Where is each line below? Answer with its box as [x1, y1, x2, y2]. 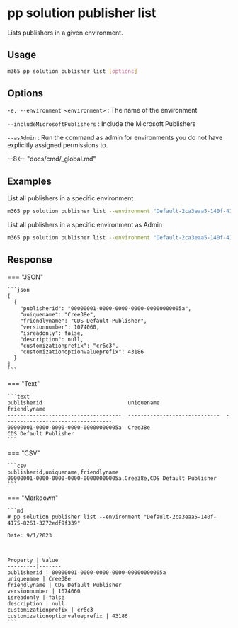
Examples [7, 175, 52, 187]
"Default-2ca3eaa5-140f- [143, 513, 217, 520]
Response [7, 253, 53, 266]
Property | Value [7, 556, 59, 564]
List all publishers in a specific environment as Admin [7, 221, 163, 229]
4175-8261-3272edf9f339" [7, 519, 81, 527]
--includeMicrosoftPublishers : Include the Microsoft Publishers [7, 120, 196, 128]
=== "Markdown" [7, 493, 59, 502]
